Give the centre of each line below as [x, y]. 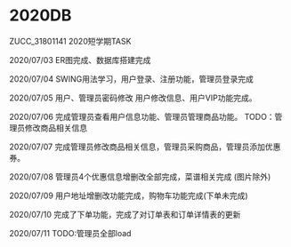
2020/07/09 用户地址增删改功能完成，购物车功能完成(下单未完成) [129, 195]
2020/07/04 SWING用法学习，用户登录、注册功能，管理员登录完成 [131, 79]
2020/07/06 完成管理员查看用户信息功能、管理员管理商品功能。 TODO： [142, 116]
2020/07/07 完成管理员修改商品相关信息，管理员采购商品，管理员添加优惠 [145, 147]
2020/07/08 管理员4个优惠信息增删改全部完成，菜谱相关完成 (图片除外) [140, 176]
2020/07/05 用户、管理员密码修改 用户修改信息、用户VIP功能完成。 [133, 98]
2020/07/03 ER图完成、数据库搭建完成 [80, 60]
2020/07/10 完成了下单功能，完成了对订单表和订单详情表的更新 [125, 214]
